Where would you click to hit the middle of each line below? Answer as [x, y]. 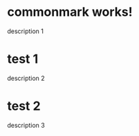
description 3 [26, 125]
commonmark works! [70, 12]
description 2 [26, 78]
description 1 [25, 31]
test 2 [24, 106]
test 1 [23, 59]
